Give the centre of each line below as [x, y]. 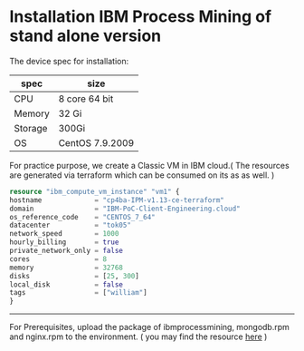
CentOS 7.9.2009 [96, 142]
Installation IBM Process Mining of [141, 17]
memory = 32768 [66, 268]
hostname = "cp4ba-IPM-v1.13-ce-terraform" [117, 200]
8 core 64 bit [86, 99]
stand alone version [85, 36]
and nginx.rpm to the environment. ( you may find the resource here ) [138, 336]
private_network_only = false [66, 251]
